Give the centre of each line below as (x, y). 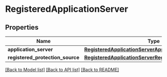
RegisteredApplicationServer (67, 9)
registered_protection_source (43, 58)
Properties (22, 27)
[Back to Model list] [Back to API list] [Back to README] (62, 70)
